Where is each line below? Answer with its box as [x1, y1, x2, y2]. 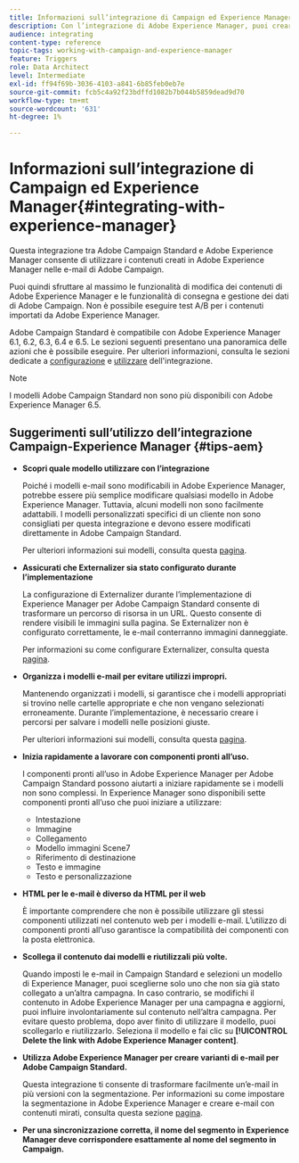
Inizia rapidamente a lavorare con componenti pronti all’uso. [21, 751, 249, 762]
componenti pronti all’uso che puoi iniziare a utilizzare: [21, 796, 222, 807]
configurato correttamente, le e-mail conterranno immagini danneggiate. [21, 626, 288, 638]
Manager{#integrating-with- [9, 197, 226, 217]
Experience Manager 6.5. [9, 400, 101, 410]
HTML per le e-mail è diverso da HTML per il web [21, 888, 206, 899]
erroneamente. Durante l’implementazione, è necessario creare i [21, 706, 259, 718]
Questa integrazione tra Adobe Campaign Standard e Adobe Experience [9, 245, 274, 256]
